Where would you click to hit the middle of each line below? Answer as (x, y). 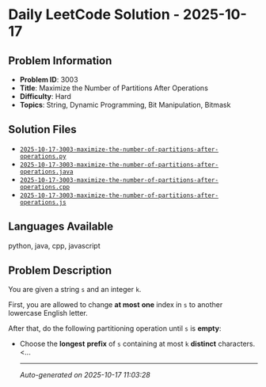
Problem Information (60, 61)
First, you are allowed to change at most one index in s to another (116, 305)
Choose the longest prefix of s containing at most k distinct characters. (137, 344)
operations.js (43, 202)
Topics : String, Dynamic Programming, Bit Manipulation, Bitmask (125, 105)
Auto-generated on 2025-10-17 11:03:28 (85, 375)
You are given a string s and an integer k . (75, 290)
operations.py (43, 156)
